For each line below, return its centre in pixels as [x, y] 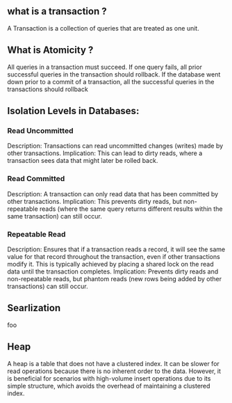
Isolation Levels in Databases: [73, 111]
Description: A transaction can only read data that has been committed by [113, 193]
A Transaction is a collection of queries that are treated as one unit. [103, 28]
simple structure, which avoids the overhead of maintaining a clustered [109, 386]
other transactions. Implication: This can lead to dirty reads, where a [105, 153]
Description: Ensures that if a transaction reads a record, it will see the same [116, 249]
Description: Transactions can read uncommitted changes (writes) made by [115, 146]
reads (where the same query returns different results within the [131, 209]
